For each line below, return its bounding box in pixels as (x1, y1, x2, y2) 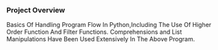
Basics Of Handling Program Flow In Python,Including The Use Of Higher (6, 21, 212, 29)
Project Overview (6, 5, 66, 15)
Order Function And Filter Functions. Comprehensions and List (6, 28, 182, 36)
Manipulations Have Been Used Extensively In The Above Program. (6, 35, 195, 43)
